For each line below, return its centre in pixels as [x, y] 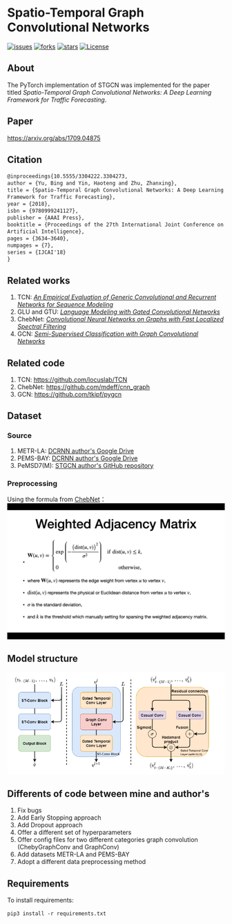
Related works [39, 280]
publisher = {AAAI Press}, [46, 218]
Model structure [42, 659]
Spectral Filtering [42, 327]
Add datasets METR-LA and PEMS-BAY [73, 854]
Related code [36, 363]
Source [20, 435]
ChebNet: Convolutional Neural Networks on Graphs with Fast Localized [120, 319]
